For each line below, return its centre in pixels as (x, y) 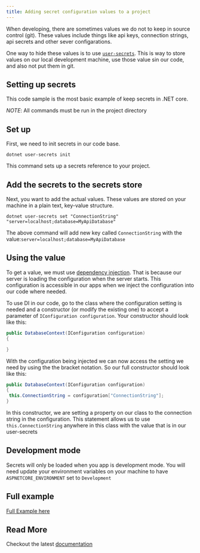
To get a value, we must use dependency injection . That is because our (94, 272)
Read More (27, 530)
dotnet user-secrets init (38, 155)
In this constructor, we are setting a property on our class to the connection (99, 413)
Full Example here (28, 511)
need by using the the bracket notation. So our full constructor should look (98, 367)
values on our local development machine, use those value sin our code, (95, 59)
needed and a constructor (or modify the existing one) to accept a (87, 309)
